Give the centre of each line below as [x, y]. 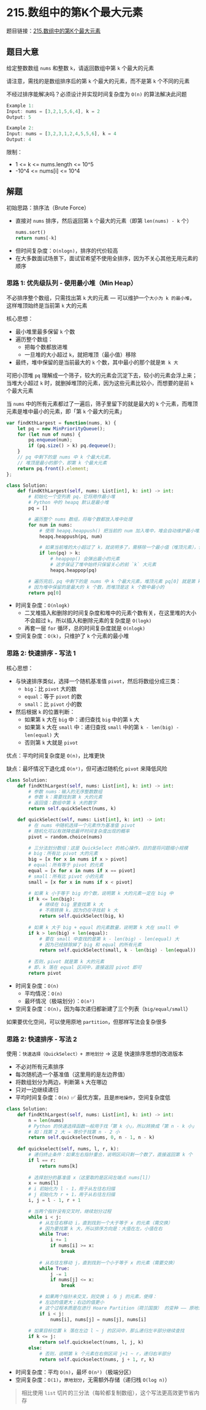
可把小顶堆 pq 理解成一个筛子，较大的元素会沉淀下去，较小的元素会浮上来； [102, 375]
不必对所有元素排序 [40, 1067]
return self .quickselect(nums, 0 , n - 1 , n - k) [92, 1137]
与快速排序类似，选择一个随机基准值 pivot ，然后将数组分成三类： [98, 681]
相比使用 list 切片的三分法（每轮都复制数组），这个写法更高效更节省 [108, 1393]
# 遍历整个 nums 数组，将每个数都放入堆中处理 [81, 519]
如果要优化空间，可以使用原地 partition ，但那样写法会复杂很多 [87, 1021]
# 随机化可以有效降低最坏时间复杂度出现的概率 [79, 831]
